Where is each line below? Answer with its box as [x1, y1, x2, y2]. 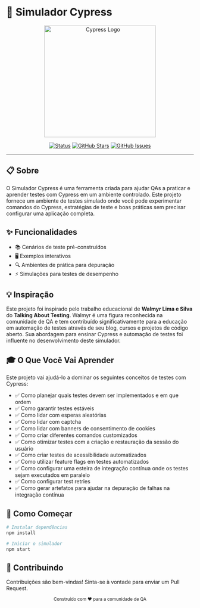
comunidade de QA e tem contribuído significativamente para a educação [6, 318, 187, 325]
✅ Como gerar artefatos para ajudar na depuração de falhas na [14, 485, 170, 492]
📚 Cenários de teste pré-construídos [14, 243, 107, 250]
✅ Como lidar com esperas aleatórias [14, 411, 107, 419]
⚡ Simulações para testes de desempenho [14, 270, 119, 277]
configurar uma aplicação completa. [6, 210, 95, 217]
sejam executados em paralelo [14, 471, 90, 479]
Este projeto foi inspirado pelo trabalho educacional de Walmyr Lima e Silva [6, 305, 193, 312]
